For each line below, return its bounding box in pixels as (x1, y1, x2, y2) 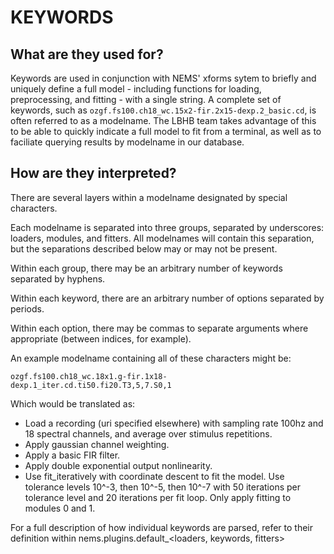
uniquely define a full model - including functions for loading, (10, 83, 262, 95)
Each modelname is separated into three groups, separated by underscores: (10, 221, 325, 233)
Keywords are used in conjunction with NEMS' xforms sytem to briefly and (10, 72, 317, 84)
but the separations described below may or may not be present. (10, 242, 278, 255)
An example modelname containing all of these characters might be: (10, 352, 292, 364)
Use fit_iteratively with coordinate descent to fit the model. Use (24, 470, 285, 482)
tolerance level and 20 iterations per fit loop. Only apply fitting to (24, 491, 292, 503)
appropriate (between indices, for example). (10, 332, 192, 345)
